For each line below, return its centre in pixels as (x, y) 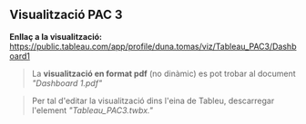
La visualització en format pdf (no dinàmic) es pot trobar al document (163, 73)
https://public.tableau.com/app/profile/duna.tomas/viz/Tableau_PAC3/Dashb (153, 46)
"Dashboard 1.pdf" (67, 83)
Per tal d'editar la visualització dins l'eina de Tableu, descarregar (153, 100)
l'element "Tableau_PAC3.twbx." (92, 110)
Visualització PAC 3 (66, 15)
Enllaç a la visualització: (56, 36)
